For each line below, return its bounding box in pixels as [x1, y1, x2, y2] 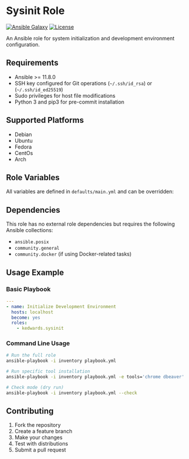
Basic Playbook [6, 285, 51, 293]
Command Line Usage [6, 339, 70, 347]
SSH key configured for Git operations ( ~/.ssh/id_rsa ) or [14, 80, 152, 87]
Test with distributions [14, 440, 68, 447]
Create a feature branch [14, 428, 73, 435]
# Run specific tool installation [6, 368, 91, 375]
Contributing [6, 406, 54, 416]
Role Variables [6, 172, 60, 182]
